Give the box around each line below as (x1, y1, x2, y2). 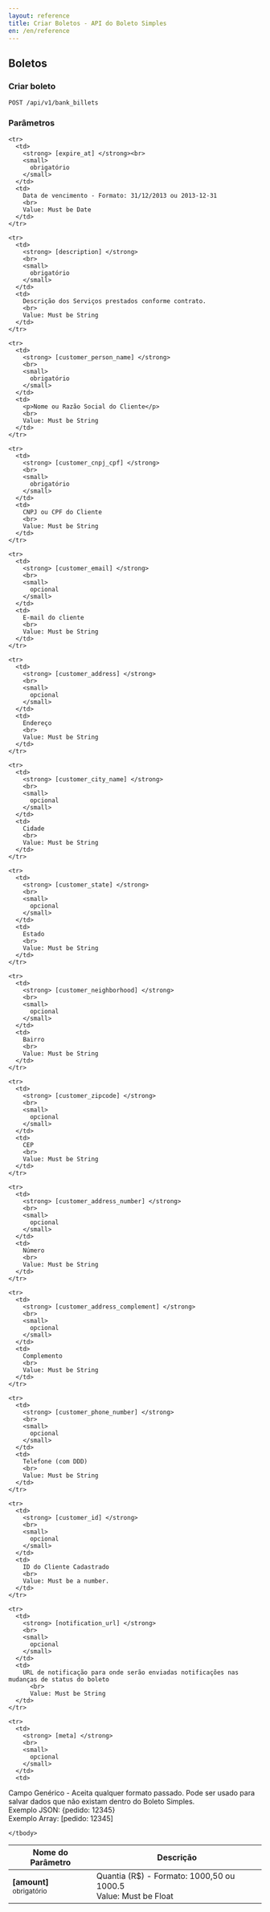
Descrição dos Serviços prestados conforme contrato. (22, 297, 207, 305)
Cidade (22, 825, 45, 833)
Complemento (22, 1352, 63, 1361)
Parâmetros (8, 117, 55, 129)
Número (22, 1247, 45, 1255)
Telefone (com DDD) (22, 1458, 88, 1466)
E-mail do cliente (22, 614, 84, 622)
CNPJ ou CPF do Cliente (22, 508, 103, 517)
